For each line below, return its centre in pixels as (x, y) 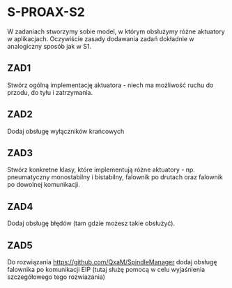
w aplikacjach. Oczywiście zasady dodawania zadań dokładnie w (101, 38)
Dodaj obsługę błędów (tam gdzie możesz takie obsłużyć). (91, 223)
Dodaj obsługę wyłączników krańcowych (66, 131)
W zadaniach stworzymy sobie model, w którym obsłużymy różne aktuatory (116, 31)
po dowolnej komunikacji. (44, 185)
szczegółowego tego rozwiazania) (56, 277)
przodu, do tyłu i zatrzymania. (50, 92)
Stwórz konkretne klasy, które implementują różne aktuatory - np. (101, 170)
